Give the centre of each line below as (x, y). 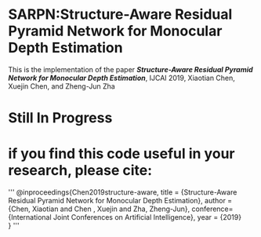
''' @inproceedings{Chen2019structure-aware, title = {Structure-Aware (123, 192)
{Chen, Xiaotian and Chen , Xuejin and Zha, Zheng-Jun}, (99, 209)
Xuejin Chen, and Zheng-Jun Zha (62, 86)
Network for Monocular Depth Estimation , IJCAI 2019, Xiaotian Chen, (121, 78)
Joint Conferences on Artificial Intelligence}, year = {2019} (147, 217)
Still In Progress (60, 118)
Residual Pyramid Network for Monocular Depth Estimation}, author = (120, 201)
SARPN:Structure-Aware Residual (120, 15)
